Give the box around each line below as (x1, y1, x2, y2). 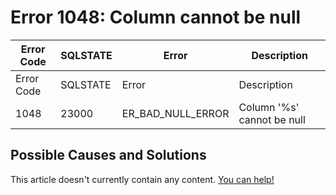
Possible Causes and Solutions (10, 147, 207, 164)
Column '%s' (238, 100, 300, 114)
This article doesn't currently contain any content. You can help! (10, 173, 275, 185)
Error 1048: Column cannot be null (10, 6, 302, 29)
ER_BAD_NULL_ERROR (121, 106, 230, 120)
